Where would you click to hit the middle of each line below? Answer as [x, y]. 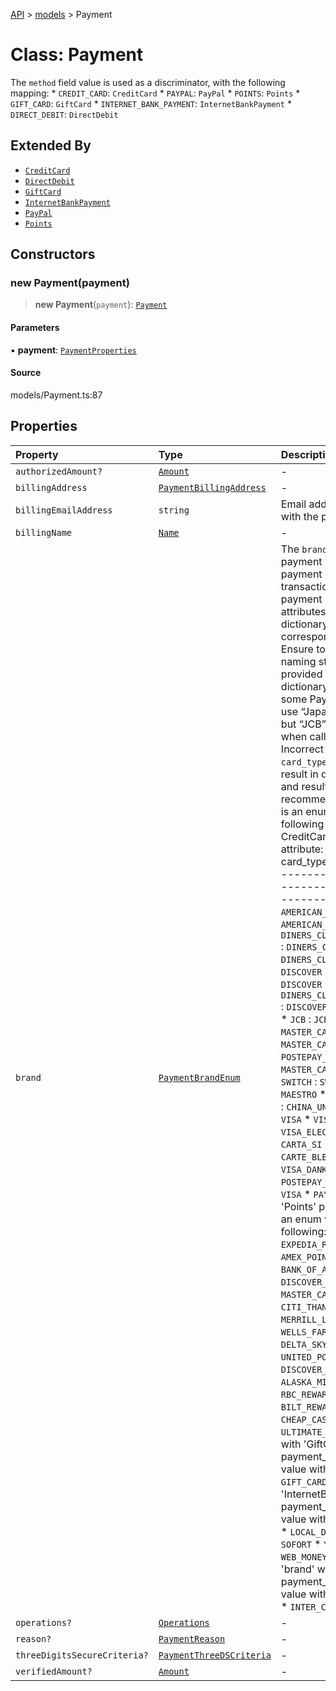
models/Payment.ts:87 [56, 395]
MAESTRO [299, 1094]
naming [298, 661]
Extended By [51, 145]
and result [304, 786]
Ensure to [303, 649]
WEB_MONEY [304, 1557]
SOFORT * [301, 1544]
